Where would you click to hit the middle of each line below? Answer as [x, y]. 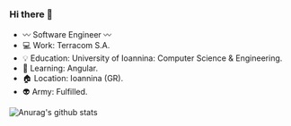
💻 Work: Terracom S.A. [66, 46]
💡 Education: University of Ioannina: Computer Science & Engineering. [152, 58]
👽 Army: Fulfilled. [55, 92]
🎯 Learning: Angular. [60, 68]
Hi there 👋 [31, 14]
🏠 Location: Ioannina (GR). [73, 79]
